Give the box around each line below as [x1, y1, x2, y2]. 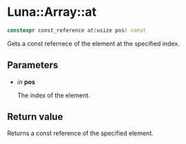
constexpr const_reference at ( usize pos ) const [7, 27, 147, 34]
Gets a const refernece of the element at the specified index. [7, 39, 180, 48]
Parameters [7, 59, 59, 71]
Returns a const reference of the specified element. [7, 129, 154, 138]
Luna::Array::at [7, 4, 97, 20]
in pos [17, 77, 36, 86]
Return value [7, 111, 63, 123]
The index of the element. [17, 91, 91, 99]
